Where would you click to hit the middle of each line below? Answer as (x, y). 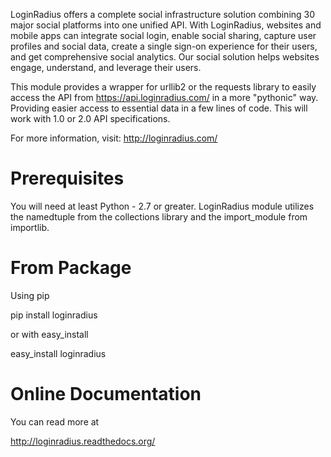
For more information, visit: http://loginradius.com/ (114, 138)
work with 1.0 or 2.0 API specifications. (90, 118)
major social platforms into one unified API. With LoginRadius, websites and (166, 25)
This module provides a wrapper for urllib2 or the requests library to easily (163, 87)
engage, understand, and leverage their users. (106, 67)
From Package (71, 268)
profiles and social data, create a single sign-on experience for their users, (164, 46)
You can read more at (55, 421)
